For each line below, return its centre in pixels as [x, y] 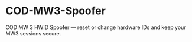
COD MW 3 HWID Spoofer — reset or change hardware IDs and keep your [96, 27]
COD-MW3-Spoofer [56, 11]
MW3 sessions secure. [33, 33]
